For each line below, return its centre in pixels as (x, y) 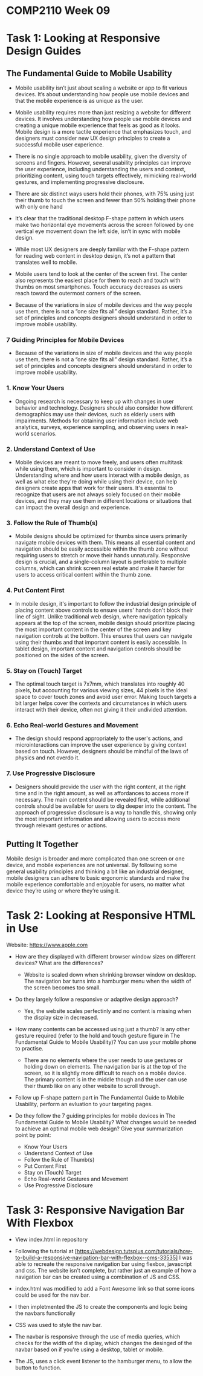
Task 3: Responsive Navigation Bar (95, 1210)
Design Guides (44, 51)
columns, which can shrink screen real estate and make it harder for (100, 568)
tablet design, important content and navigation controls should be (98, 649)
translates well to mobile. (46, 262)
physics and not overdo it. (47, 758)
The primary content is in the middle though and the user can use (105, 1080)
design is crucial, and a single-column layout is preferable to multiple (101, 562)
